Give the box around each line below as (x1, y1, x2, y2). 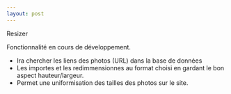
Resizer (6, 29, 29, 38)
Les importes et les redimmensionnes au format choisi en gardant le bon (16, 63, 225, 72)
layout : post (6, 10, 45, 17)
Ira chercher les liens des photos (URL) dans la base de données (16, 56, 202, 65)
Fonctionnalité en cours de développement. (6, 42, 132, 51)
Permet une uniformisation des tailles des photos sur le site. (16, 78, 189, 87)
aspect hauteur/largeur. (16, 71, 84, 79)
